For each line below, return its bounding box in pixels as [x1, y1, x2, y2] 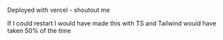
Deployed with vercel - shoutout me [7, 6, 110, 14]
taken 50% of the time [7, 27, 71, 34]
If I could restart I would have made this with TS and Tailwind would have [7, 19, 217, 27]
